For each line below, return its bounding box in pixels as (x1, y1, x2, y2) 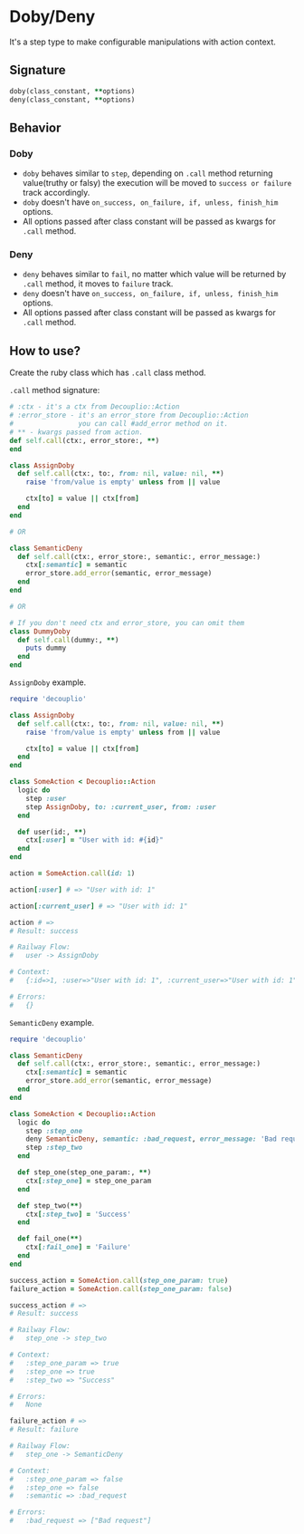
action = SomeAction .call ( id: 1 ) (9, 869, 136, 878)
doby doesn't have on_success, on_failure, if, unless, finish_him (22, 197, 279, 207)
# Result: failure (9, 1425, 79, 1434)
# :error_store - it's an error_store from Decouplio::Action (9, 410, 249, 420)
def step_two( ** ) (17, 1201, 83, 1211)
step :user (25, 794, 67, 803)
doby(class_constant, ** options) (9, 86, 136, 96)
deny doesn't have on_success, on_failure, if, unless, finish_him (22, 288, 279, 299)
